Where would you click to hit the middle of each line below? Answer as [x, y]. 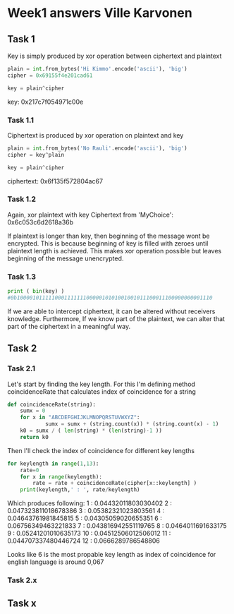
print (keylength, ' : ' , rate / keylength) [80, 490]
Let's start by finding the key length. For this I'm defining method [101, 384]
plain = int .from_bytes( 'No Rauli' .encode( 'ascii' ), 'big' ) [98, 148]
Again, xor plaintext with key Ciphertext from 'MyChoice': [91, 215]
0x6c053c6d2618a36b [41, 222]
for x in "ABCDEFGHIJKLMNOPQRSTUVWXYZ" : [80, 418]
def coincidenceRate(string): [52, 404]
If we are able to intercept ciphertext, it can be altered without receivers [111, 311]
